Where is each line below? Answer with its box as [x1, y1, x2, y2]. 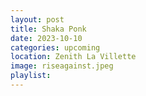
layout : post [10, 14, 65, 25]
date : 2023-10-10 [10, 33, 83, 43]
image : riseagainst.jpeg [10, 61, 114, 71]
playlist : [10, 71, 52, 81]
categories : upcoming [10, 42, 101, 53]
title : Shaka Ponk [10, 24, 87, 34]
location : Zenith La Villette [10, 52, 137, 62]
